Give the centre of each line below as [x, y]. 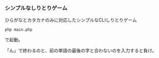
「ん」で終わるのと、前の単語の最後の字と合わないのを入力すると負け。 [81, 51]
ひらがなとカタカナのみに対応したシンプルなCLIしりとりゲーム [71, 20]
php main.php [19, 30]
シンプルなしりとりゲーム [36, 8]
